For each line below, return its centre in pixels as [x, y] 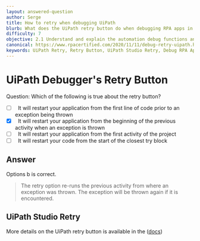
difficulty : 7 [24, 34]
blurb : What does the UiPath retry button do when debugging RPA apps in [100, 28]
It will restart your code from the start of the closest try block [93, 140]
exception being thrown [44, 114]
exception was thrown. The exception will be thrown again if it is [99, 192]
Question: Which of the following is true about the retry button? [84, 96]
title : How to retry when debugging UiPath [61, 23]
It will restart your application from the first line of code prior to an [99, 108]
